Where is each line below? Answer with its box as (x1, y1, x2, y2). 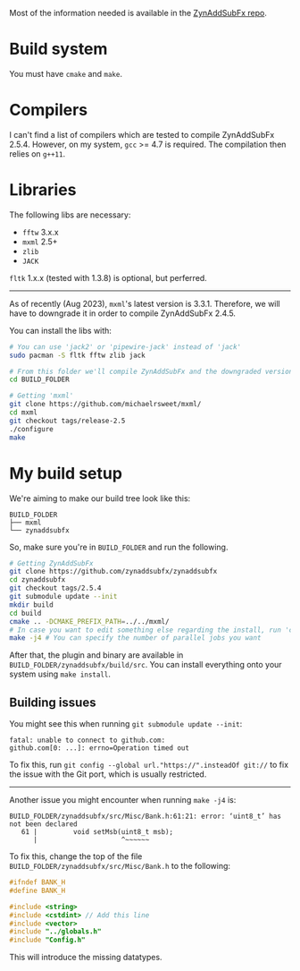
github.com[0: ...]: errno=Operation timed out (9, 744, 190, 753)
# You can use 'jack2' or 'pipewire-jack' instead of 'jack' (9, 342, 242, 352)
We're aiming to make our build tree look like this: (9, 492, 191, 504)
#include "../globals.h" (9, 927, 102, 936)
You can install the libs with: (9, 325, 112, 336)
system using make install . (9, 669, 112, 679)
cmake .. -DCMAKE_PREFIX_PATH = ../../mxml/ (9, 617, 170, 626)
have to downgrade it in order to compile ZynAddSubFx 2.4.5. (9, 308, 237, 319)
